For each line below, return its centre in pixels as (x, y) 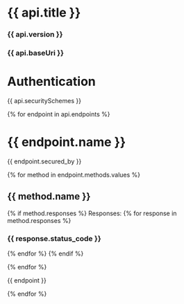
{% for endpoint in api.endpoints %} (59, 114)
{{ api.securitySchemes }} (44, 100)
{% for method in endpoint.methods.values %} (74, 175)
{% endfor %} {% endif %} (45, 253)
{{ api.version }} (35, 35)
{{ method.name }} (49, 196)
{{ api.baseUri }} (36, 53)
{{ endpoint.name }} (67, 142)
